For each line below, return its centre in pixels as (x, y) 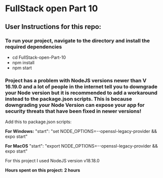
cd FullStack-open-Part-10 (39, 57)
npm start (22, 68)
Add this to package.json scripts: (38, 122)
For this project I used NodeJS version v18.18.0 (52, 161)
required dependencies (34, 47)
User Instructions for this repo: (53, 27)
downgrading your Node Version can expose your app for (75, 105)
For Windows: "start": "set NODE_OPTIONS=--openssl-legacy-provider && (81, 131)
